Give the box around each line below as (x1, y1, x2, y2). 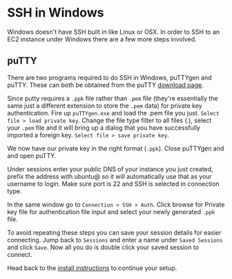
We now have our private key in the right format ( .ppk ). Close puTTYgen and (7, 144, 224, 153)
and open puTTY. (7, 151, 57, 160)
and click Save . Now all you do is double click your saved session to (7, 243, 199, 251)
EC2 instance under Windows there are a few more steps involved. (7, 35, 197, 43)
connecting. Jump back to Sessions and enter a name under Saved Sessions (7, 235, 223, 244)
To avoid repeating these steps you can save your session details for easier (7, 228, 222, 236)
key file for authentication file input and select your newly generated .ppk (7, 207, 215, 215)
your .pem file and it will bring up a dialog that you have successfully (7, 123, 200, 132)
